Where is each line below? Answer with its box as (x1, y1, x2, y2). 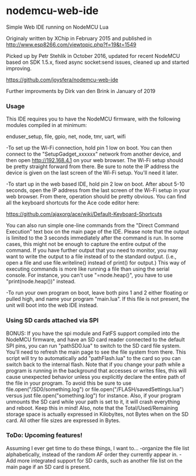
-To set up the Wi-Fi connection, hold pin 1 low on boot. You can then (6, 145, 172, 152)
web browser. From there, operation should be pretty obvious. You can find (6, 193, 187, 200)
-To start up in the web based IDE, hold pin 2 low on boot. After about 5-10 (6, 180, 185, 188)
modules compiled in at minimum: (6, 122, 87, 129)
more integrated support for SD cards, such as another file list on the (17, 457, 183, 464)
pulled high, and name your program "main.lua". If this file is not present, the (6, 296, 190, 303)
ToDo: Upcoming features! (6, 432, 83, 440)
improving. (6, 64, 32, 71)
